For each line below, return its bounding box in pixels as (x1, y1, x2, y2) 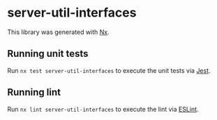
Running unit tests (7, 48, 89, 60)
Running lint (7, 87, 61, 98)
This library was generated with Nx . (7, 28, 110, 36)
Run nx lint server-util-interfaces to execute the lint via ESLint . (7, 105, 199, 113)
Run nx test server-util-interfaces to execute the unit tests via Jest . (7, 66, 211, 74)
